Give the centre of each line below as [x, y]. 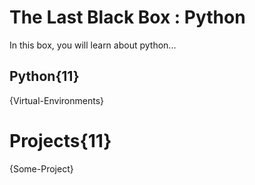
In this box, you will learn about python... [93, 45]
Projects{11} [60, 140]
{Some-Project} [41, 168]
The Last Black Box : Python [127, 17]
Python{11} [44, 76]
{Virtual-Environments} [56, 100]
